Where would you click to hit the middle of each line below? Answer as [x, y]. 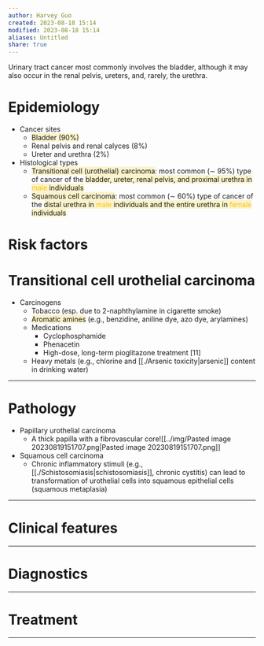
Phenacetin [61, 344]
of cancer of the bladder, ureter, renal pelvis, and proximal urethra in [142, 180]
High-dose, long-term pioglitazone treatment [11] [122, 353]
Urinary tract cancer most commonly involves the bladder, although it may [128, 67]
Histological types [49, 163]
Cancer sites [40, 129]
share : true [27, 45]
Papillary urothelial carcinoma [68, 431]
